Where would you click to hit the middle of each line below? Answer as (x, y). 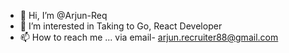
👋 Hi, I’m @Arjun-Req (63, 15)
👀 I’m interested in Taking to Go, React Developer (121, 26)
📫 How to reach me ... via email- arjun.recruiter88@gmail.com (149, 37)
